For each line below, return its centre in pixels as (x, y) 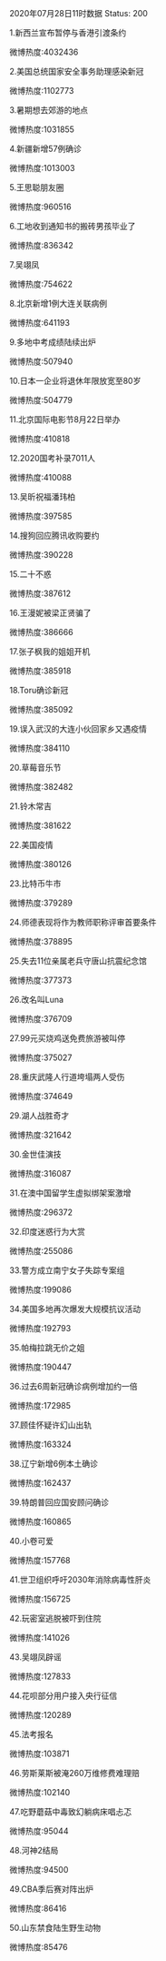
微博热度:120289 (40, 1715)
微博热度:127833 (40, 1676)
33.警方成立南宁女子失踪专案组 (67, 1270)
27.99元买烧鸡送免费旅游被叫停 (68, 1038)
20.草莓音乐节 (35, 768)
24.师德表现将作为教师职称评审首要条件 (83, 922)
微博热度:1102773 (42, 91)
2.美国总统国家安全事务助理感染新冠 (77, 71)
